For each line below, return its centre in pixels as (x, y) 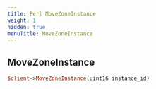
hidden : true (26, 27)
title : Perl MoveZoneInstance (52, 14)
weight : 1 (22, 20)
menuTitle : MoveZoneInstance (50, 34)
